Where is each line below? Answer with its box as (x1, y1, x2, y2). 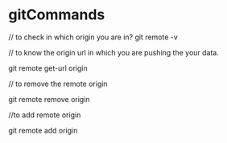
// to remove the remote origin (8, 79, 108, 88)
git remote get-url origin (8, 63, 88, 73)
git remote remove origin (8, 94, 90, 104)
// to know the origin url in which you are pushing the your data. (8, 47, 219, 57)
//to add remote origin (8, 110, 81, 120)
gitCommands (8, 6, 105, 24)
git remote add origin (8, 125, 78, 135)
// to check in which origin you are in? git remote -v (8, 32, 179, 42)
